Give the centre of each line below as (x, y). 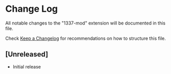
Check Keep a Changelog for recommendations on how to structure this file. (86, 38)
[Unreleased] (27, 54)
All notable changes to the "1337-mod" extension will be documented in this (85, 23)
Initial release (27, 66)
